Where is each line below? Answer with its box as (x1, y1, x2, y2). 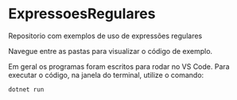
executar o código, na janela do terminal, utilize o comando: (8, 70, 204, 79)
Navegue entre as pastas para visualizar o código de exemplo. (8, 46, 213, 56)
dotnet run (8, 85, 45, 94)
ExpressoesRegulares (8, 5, 156, 23)
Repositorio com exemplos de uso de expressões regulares (8, 31, 203, 40)
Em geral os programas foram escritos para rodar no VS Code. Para (8, 61, 230, 71)
